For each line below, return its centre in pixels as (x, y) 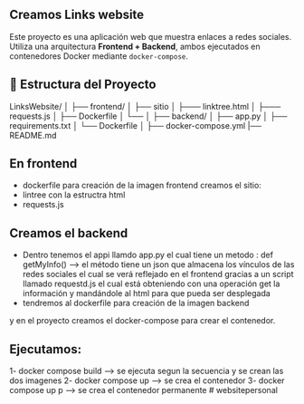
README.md (33, 135)
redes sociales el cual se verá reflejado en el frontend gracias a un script (158, 274)
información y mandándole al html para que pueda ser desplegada (147, 293)
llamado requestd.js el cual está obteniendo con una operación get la (151, 284)
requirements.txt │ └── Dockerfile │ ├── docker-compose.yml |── (136, 125)
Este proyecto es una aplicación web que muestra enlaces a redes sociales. (151, 36)
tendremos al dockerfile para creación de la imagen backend (136, 303)
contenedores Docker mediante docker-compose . (99, 56)
